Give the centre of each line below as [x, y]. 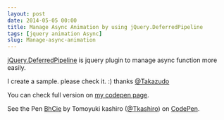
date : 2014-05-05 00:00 [42, 20]
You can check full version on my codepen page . [78, 95]
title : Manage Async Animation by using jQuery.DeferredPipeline [105, 27]
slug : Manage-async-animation [52, 40]
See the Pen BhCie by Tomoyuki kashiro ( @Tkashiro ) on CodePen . [104, 109]
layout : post [26, 14]
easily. [17, 68]
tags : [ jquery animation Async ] [55, 34]
